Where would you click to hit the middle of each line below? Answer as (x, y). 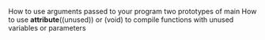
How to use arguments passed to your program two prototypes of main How (132, 11)
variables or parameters (47, 28)
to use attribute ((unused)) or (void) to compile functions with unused (121, 20)
